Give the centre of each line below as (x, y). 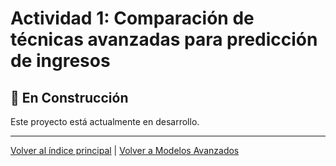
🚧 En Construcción (69, 97)
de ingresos (60, 61)
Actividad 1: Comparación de (132, 18)
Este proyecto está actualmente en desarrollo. (105, 121)
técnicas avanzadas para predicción (164, 39)
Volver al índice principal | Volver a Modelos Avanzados (125, 150)
